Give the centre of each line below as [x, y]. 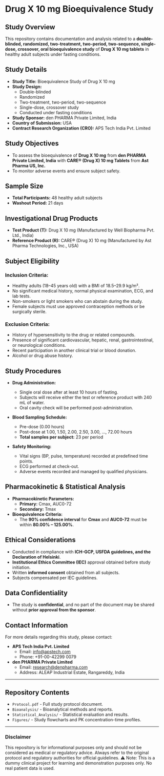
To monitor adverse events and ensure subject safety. [66, 171]
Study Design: [27, 86]
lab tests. [21, 296]
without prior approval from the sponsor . [54, 610]
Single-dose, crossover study [49, 107]
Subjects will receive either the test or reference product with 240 [86, 398]
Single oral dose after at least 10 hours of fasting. [69, 392]
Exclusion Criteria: [28, 324]
